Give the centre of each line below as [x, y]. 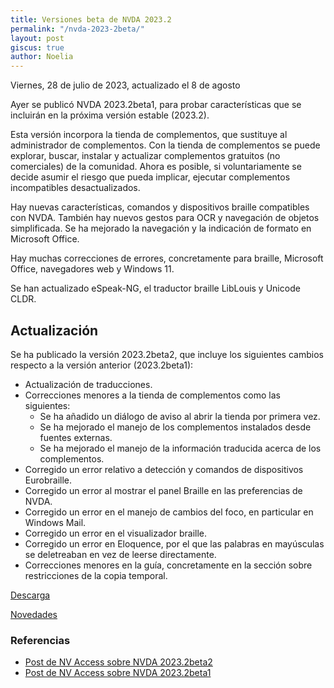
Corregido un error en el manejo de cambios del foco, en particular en [169, 512]
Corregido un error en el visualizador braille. [116, 533]
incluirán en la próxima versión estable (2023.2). [110, 115]
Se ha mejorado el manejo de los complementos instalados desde [175, 427]
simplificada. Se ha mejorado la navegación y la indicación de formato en [161, 228]
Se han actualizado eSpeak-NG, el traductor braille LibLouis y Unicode [155, 288]
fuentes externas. [76, 437]
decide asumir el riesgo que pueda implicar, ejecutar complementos [150, 177]
